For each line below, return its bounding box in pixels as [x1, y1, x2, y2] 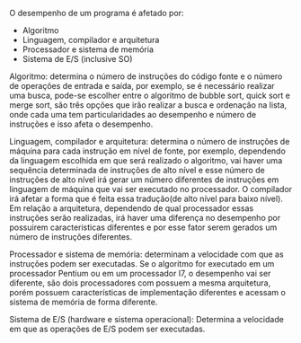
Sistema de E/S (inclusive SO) [22, 54, 133, 64]
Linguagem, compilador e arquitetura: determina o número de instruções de [9, 136, 290, 146]
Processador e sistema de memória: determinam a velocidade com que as [9, 249, 285, 259]
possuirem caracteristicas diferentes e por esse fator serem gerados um [9, 222, 278, 233]
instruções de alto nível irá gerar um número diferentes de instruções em [9, 174, 279, 185]
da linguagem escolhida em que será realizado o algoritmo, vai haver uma [9, 155, 283, 165]
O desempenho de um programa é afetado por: [9, 8, 184, 18]
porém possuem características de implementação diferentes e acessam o [9, 287, 286, 297]
